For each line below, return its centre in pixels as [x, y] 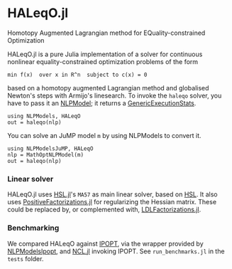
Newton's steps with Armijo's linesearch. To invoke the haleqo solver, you [115, 95]
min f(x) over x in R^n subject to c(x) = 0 [77, 75]
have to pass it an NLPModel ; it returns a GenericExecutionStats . [102, 103]
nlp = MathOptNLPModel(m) [45, 154]
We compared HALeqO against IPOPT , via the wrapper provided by [105, 243]
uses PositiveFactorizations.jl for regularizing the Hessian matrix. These [112, 202]
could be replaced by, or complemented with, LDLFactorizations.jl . [104, 210]
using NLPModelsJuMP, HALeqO [50, 148]
